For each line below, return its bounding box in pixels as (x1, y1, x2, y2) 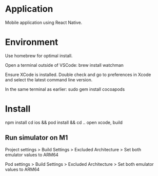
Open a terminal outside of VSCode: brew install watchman (5, 62, 124, 68)
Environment (5, 37, 59, 48)
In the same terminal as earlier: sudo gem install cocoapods (5, 86, 125, 92)
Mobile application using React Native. (5, 20, 82, 25)
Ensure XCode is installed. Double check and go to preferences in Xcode (5, 72, 151, 78)
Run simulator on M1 (5, 134, 68, 142)
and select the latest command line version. (5, 77, 93, 82)
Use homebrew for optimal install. (5, 53, 73, 59)
